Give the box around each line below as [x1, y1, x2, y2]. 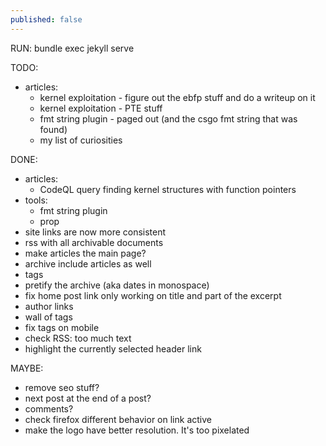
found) [39, 123, 68, 135]
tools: [24, 194, 48, 206]
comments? [24, 402, 74, 415]
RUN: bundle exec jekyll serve [10, 42, 135, 54]
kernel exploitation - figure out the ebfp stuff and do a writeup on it [39, 91, 316, 103]
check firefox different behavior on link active [24, 413, 212, 425]
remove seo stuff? [24, 381, 100, 393]
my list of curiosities [39, 134, 123, 146]
